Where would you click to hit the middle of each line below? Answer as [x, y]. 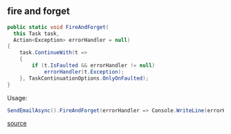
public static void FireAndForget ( [58, 27]
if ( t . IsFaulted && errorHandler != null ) [93, 66]
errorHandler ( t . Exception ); [84, 71]
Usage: [17, 98]
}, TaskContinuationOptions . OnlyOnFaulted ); [84, 78]
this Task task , [36, 34]
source [17, 124]
